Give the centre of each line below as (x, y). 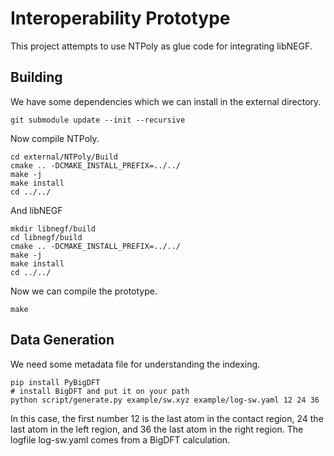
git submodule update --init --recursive (98, 120)
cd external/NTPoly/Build (64, 157)
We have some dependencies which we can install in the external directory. (166, 101)
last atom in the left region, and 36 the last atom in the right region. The (157, 429)
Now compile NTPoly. (55, 138)
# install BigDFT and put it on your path (100, 391)
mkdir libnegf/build (53, 228)
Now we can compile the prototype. (84, 291)
